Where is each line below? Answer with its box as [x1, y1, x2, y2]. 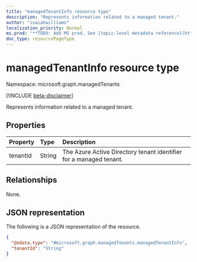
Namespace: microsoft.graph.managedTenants [6, 80, 120, 88]
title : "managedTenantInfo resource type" [6, 8, 111, 15]
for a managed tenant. [62, 155, 123, 163]
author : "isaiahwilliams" [6, 19, 69, 25]
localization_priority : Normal [6, 25, 83, 31]
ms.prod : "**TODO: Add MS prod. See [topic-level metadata [6, 31, 154, 36]
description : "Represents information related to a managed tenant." [6, 14, 180, 20]
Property [9, 137, 35, 146]
